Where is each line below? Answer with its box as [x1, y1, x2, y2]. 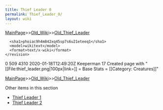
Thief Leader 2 [12, 100, 43, 106]
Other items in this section [5, 85, 58, 91]
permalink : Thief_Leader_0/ [5, 12, 63, 17]
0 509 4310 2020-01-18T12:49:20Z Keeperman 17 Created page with [5, 61, 145, 67]
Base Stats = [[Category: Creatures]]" [82, 66, 159, 72]
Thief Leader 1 [12, 94, 42, 101]
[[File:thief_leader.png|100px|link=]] [5, 66, 78, 72]
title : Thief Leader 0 [5, 7, 52, 12]
